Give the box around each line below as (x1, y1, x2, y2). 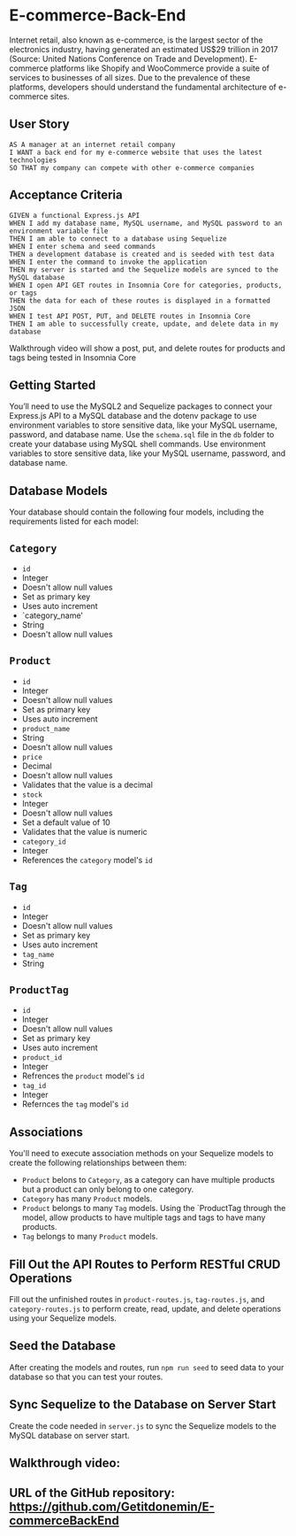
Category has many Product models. (21, 1193, 153, 1204)
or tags (9, 289, 38, 297)
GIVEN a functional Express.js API (9, 211, 140, 220)
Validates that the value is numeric (21, 826, 148, 837)
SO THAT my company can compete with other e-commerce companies (9, 163, 254, 173)
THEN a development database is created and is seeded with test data (9, 250, 275, 259)
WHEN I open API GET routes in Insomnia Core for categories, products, (9, 281, 283, 289)
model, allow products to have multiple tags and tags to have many (21, 1212, 266, 1223)
